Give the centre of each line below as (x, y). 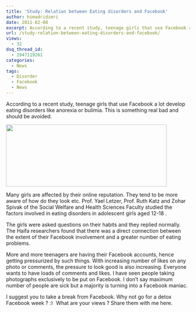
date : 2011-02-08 (27, 22)
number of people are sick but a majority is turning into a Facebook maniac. (97, 285)
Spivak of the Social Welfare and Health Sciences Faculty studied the (89, 207)
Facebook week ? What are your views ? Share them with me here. (90, 303)
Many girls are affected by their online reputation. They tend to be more (92, 194)
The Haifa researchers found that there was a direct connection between (94, 230)
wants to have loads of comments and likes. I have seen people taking (90, 273)
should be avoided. (29, 116)
